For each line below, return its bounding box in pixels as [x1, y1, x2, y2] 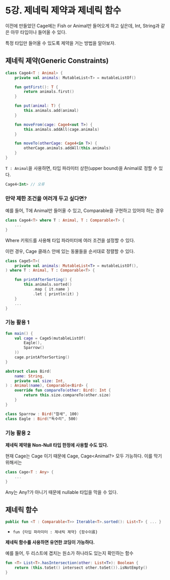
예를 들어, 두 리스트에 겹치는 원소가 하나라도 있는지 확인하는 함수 [5, 550, 134, 556]
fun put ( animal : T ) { [14, 103, 60, 108]
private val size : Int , [14, 378, 66, 383]
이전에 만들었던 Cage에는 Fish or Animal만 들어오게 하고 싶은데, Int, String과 [5, 23, 160, 29]
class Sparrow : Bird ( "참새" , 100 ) [5, 411, 79, 416]
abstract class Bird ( [5, 369, 52, 374]
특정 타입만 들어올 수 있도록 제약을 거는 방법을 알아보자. [5, 40, 116, 46]
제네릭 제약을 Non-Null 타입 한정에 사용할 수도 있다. [5, 442, 109, 448]
